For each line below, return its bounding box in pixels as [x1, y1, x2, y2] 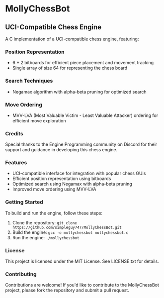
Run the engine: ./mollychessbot [12, 234, 80, 240]
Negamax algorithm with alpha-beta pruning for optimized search [12, 89, 147, 95]
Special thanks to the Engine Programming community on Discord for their [5, 141, 158, 147]
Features [5, 159, 27, 166]
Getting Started [5, 199, 43, 205]
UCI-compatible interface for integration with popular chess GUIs [12, 170, 146, 177]
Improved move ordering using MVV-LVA [12, 186, 96, 192]
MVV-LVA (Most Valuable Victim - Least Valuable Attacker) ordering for [12, 112, 158, 118]
